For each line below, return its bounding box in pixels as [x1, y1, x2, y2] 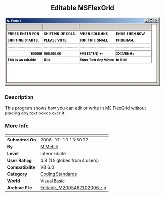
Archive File [7, 185, 32, 191]
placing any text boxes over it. [5, 110, 66, 116]
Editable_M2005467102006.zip [40, 185, 107, 191]
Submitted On [7, 137, 36, 143]
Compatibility [7, 164, 36, 170]
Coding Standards [40, 171, 77, 177]
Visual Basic [40, 178, 65, 184]
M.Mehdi [40, 143, 58, 149]
